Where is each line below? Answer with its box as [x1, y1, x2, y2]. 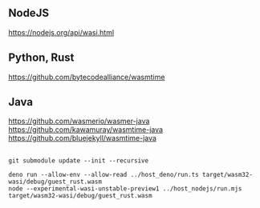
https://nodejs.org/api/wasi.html [8, 27, 115, 37]
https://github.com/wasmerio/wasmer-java [8, 116, 150, 126]
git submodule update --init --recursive [8, 156, 149, 165]
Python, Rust [8, 51, 75, 65]
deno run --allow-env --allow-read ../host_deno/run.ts [8, 170, 199, 178]
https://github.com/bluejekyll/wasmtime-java [8, 134, 156, 143]
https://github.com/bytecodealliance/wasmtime [8, 72, 165, 82]
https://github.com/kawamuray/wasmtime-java [8, 125, 163, 134]
